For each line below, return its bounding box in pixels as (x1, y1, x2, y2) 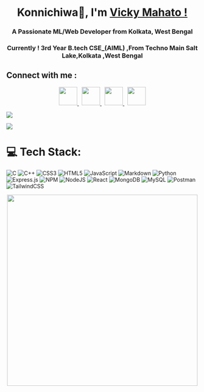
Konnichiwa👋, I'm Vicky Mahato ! (17, 6, 188, 20)
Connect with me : (6, 70, 77, 81)
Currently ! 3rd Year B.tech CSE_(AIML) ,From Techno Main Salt (7, 44, 198, 53)
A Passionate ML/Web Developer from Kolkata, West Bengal (12, 28, 193, 36)
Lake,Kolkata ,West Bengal (62, 51, 143, 60)
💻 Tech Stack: (6, 145, 82, 159)
